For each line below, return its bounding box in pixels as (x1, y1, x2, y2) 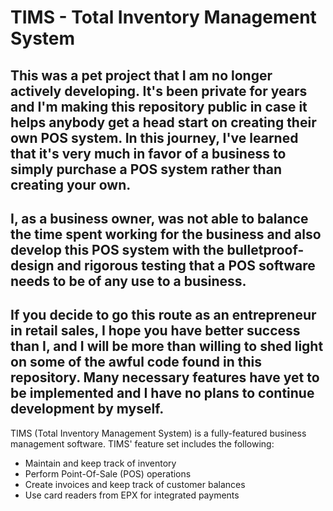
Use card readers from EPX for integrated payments (24, 489, 240, 501)
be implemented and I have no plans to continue (10, 385, 315, 402)
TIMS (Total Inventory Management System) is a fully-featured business (10, 427, 307, 439)
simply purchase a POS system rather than (10, 161, 282, 178)
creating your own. (10, 176, 132, 193)
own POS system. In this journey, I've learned (10, 129, 299, 146)
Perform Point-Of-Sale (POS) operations (24, 467, 192, 480)
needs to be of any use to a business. (10, 272, 247, 290)
